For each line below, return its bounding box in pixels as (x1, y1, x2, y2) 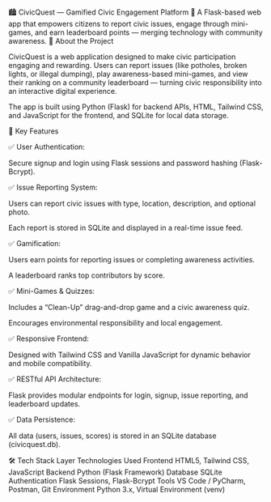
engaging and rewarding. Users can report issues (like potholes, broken (8, 61, 248, 70)
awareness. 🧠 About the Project (8, 36, 114, 45)
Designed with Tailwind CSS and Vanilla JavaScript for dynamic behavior (8, 350, 251, 359)
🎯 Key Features (8, 126, 59, 136)
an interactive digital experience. (8, 87, 117, 96)
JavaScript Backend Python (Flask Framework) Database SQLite (8, 467, 222, 477)
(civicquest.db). (8, 440, 61, 449)
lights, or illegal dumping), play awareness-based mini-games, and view (8, 69, 248, 79)
